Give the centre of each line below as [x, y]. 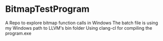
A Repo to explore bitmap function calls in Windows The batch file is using [82, 23]
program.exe [18, 33]
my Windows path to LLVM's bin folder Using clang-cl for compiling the [79, 28]
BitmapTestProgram [47, 9]
